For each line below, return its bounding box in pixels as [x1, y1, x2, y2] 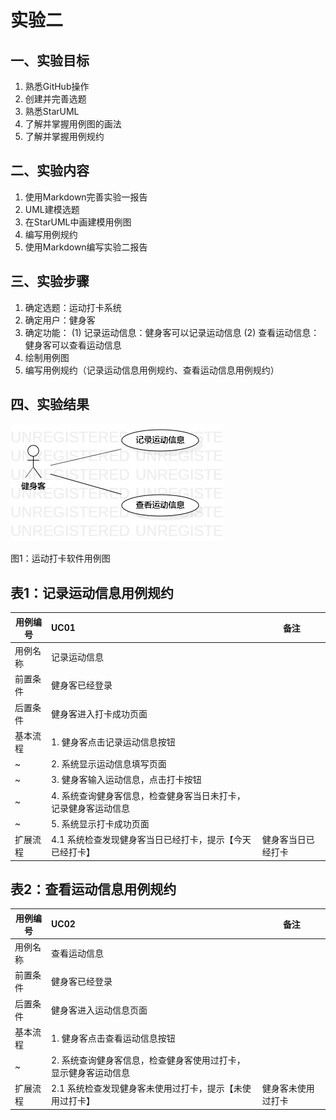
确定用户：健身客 [24, 314, 96, 326]
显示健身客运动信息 [51, 1067, 131, 1079]
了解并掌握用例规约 [24, 131, 105, 142]
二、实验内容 [10, 162, 90, 180]
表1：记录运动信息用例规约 [10, 584, 175, 601]
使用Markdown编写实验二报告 [24, 241, 148, 253]
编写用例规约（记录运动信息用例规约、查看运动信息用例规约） [24, 364, 280, 376]
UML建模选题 [24, 203, 80, 215]
